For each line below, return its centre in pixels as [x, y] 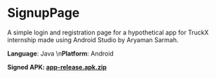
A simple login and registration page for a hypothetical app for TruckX [108, 32]
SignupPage [43, 13]
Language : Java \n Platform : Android [61, 53]
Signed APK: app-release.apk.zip [57, 67]
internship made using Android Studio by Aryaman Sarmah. [93, 39]
